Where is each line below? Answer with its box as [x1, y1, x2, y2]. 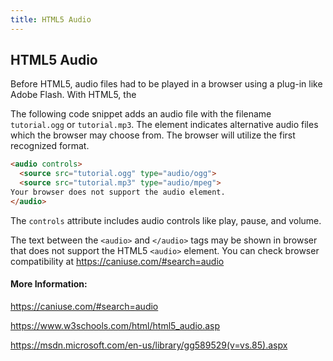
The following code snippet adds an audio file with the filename [10, 108, 272, 120]
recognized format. [10, 140, 90, 152]
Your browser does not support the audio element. [10, 187, 226, 198]
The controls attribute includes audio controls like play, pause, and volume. [10, 214, 322, 226]
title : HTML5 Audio [10, 14, 92, 25]
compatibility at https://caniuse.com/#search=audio [10, 255, 225, 267]
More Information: [10, 278, 88, 290]
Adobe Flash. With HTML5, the [10, 89, 137, 101]
